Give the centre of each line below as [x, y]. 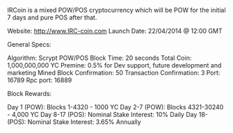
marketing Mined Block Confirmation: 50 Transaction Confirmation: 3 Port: [114, 73]
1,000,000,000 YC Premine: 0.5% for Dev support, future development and [114, 65]
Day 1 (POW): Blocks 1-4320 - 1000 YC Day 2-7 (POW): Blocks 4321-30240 [115, 107]
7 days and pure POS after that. [52, 17]
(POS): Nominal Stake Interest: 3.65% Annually [74, 122]
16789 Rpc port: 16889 [40, 80]
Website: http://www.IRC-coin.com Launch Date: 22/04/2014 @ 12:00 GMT [115, 31]
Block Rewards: [30, 94]
